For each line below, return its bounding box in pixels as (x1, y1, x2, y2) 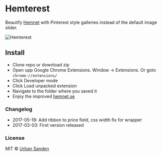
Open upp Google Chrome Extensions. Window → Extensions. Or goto (12, 67, 157, 73)
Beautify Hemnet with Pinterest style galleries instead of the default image (5, 19, 158, 25)
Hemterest (5, 3, 50, 14)
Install (5, 49, 25, 57)
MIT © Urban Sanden (5, 146, 49, 152)
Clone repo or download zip (12, 61, 70, 67)
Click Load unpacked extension (12, 83, 77, 89)
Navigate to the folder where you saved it (12, 88, 97, 94)
